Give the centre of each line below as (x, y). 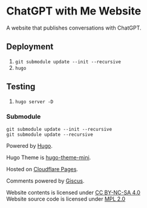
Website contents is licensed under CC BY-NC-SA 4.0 (73, 192)
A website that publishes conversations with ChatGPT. (74, 28)
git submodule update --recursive (50, 134)
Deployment (30, 47)
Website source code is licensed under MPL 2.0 (66, 199)
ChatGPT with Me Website (74, 11)
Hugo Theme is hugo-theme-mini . (49, 157)
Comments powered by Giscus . (45, 181)
